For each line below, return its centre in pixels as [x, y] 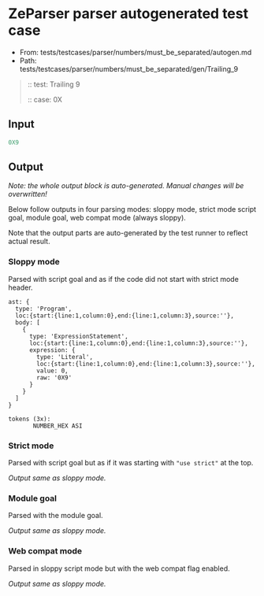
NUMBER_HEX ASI [58, 426]
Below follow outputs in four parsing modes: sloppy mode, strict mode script [132, 209]
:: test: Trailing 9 [54, 84]
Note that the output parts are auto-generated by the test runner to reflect [128, 233]
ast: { [19, 302]
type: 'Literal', [65, 357]
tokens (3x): [30, 419]
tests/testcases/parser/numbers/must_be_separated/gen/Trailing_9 [129, 68]
